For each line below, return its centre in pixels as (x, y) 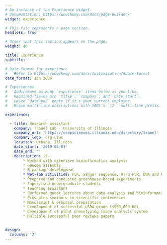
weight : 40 (16, 46)
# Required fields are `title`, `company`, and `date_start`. (73, 97)
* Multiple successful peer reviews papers (69, 216)
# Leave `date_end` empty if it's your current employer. (69, 101)
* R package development (49, 170)
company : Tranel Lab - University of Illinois (63, 128)
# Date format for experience (37, 69)
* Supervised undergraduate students (62, 184)
